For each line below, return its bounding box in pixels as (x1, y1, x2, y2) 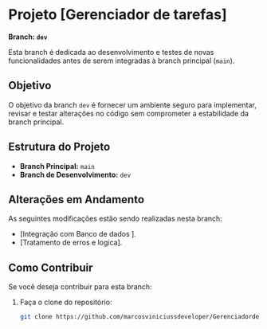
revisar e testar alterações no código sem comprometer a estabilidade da (8, 108, 249, 118)
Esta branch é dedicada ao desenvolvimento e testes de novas (8, 47, 214, 57)
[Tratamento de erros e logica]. (19, 237, 123, 248)
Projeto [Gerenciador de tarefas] (8, 6, 227, 24)
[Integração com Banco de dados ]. (19, 229, 137, 239)
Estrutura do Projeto (8, 140, 111, 154)
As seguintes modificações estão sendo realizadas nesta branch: (8, 213, 223, 224)
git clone (19, 313, 53, 321)
